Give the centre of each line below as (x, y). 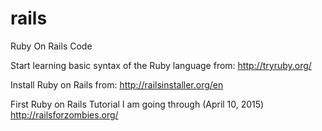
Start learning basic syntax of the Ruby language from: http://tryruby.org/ (161, 65)
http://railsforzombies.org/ (64, 114)
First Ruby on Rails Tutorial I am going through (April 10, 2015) (137, 104)
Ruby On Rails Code (51, 46)
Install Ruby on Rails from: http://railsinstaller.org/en (117, 84)
